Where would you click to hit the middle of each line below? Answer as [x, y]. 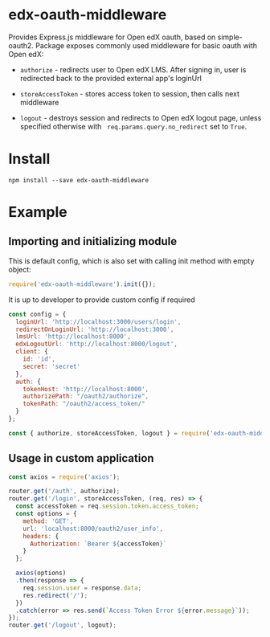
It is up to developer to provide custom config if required [102, 300]
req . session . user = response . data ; [82, 588]
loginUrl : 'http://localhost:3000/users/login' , [98, 322]
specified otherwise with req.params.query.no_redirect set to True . [133, 126]
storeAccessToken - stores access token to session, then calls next [129, 93]
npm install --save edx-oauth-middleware [79, 180]
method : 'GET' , [48, 521]
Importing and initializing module [93, 241]
